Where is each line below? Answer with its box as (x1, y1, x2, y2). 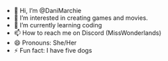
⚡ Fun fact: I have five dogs (13, 47, 92, 54)
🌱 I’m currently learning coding (13, 21, 103, 29)
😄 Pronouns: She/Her (13, 38, 77, 47)
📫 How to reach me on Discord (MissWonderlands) (13, 29, 162, 37)
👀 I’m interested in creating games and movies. (13, 14, 148, 22)
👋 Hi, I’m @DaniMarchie (13, 7, 82, 14)
